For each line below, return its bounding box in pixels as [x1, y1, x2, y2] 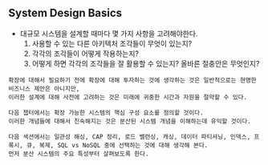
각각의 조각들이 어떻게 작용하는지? [31, 48, 139, 58]
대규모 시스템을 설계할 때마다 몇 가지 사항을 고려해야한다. [19, 28, 198, 38]
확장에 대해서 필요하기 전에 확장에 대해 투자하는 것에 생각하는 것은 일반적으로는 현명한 [8, 76, 257, 84]
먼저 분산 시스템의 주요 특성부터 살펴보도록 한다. [8, 150, 149, 158]
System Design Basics [8, 6, 123, 20]
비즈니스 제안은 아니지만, [8, 84, 80, 93]
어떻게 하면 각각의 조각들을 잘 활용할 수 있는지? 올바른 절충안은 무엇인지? [31, 58, 260, 68]
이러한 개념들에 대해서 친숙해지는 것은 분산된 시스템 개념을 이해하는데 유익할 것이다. [8, 117, 251, 125]
